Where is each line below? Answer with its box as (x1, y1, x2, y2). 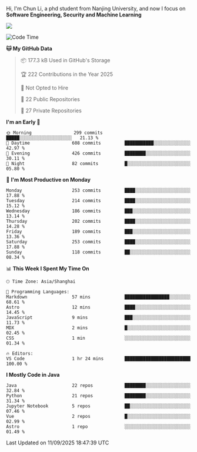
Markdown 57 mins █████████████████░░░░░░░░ (6, 294, 191, 300)
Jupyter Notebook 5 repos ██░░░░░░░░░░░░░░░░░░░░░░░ (6, 403, 191, 409)
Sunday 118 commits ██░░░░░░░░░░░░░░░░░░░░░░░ (6, 249, 191, 255)
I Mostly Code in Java (6, 371, 60, 378)
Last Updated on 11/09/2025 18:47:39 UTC (6, 439, 109, 446)
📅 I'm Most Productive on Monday (6, 176, 91, 183)
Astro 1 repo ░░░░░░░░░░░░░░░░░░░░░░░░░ (6, 424, 191, 430)
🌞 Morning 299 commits (6, 130, 103, 136)
